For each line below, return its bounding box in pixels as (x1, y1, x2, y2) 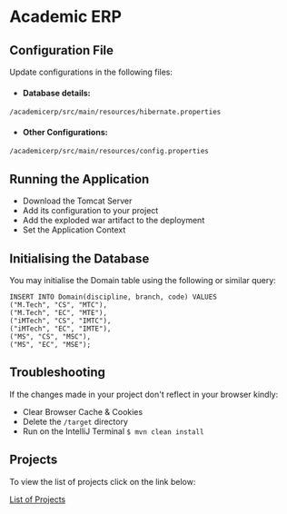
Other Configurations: (22, 126, 108, 137)
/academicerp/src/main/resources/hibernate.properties (9, 107, 222, 117)
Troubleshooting (9, 365, 106, 381)
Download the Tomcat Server (22, 195, 133, 206)
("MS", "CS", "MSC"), (9, 332, 92, 341)
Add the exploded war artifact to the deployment (22, 215, 205, 226)
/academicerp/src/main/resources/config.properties (9, 147, 209, 156)
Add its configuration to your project (22, 205, 159, 216)
